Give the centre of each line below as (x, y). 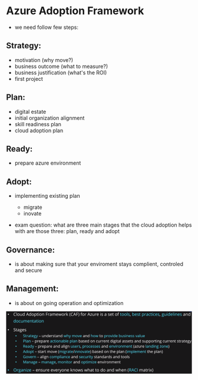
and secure (28, 270)
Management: (32, 289)
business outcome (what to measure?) (61, 66)
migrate (33, 207)
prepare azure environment (48, 163)
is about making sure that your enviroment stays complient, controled (99, 264)
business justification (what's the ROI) (61, 73)
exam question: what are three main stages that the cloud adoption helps (103, 225)
